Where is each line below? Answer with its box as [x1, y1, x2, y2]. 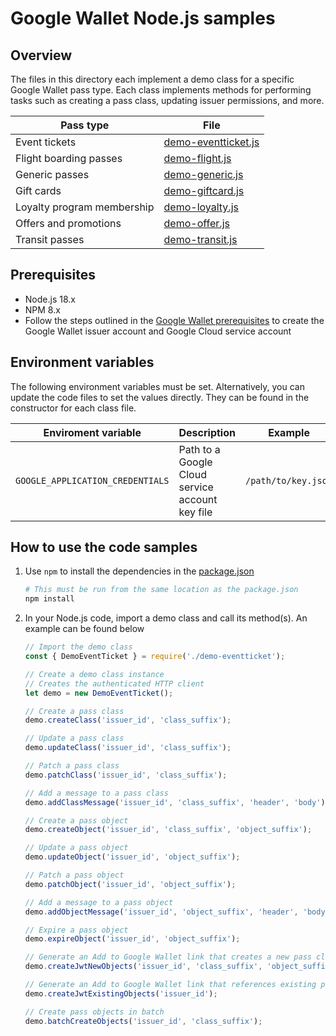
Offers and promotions [15, 217, 122, 230]
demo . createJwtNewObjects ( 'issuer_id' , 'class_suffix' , [24, 962, 263, 972]
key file [178, 505, 213, 519]
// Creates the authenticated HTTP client [24, 678, 205, 689]
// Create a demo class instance [24, 669, 165, 679]
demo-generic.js [163, 168, 244, 181]
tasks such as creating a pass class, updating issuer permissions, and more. [10, 95, 325, 106]
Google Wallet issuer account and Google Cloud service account [24, 325, 292, 337]
